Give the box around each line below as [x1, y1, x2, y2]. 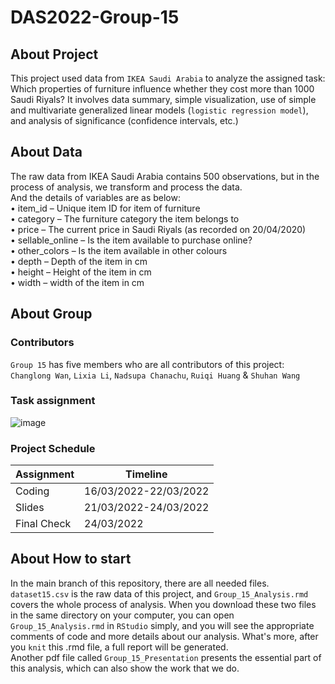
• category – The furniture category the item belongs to [10, 212, 240, 225]
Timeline [125, 467, 168, 481]
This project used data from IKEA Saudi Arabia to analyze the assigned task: [10, 72, 326, 84]
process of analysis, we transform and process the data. [10, 181, 243, 193]
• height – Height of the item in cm [10, 266, 152, 278]
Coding [15, 484, 50, 498]
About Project [10, 46, 99, 63]
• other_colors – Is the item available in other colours [10, 244, 228, 256]
